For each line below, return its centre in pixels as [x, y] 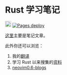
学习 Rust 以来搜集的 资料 [37, 62]
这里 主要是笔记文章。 [26, 35]
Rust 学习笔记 [33, 10]
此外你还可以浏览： [24, 45]
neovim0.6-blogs [29, 67]
